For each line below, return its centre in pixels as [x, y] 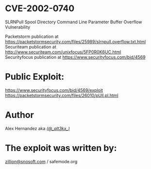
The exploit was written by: [61, 148]
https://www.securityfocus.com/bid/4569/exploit [54, 90]
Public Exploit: [35, 77]
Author [19, 115]
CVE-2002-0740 [40, 8]
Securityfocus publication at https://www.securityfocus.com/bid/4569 [75, 57]
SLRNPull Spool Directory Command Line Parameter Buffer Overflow [74, 22]
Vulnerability [18, 27]
